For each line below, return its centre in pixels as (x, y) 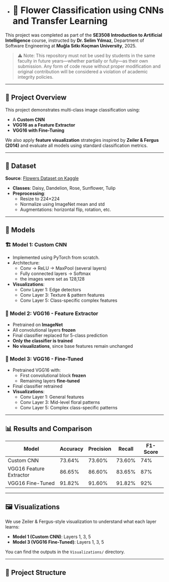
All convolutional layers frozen (44, 330)
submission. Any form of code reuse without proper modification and (89, 66)
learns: (12, 527)
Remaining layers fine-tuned (50, 381)
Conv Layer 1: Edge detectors (51, 290)
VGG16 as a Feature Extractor (44, 125)
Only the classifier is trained (43, 341)
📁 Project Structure (36, 572)
